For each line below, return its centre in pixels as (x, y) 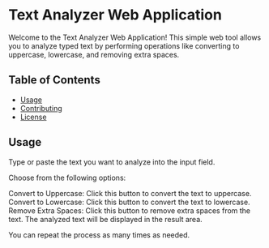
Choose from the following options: (67, 177)
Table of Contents (55, 80)
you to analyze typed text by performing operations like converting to (124, 45)
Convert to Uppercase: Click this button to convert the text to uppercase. (130, 193)
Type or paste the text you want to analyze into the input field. (112, 162)
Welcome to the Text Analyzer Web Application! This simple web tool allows (135, 37)
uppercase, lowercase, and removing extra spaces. (94, 54)
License (33, 117)
